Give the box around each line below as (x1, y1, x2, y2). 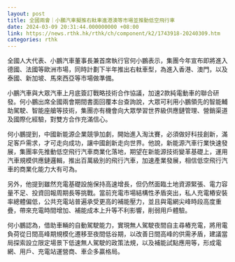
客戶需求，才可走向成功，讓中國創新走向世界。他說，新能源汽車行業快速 (13, 139, 222, 147)
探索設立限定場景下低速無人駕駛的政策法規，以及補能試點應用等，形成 (13, 239, 215, 247)
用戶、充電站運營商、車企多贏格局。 (19, 247, 124, 256)
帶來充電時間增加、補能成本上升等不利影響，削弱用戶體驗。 (19, 206, 191, 214)
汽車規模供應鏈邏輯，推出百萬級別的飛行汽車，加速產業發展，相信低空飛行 (7, 156, 222, 165)
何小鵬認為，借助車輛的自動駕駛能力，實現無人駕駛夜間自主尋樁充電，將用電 (7, 221, 228, 230)
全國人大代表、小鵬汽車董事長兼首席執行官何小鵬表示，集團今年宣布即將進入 (7, 57, 228, 65)
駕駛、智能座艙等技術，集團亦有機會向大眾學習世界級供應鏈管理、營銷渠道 (13, 106, 228, 115)
